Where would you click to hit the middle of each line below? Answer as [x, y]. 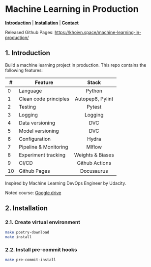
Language [30, 91]
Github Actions [94, 163]
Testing [27, 107]
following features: [24, 70]
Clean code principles [44, 99]
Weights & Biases [94, 155]
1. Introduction [28, 53]
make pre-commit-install [30, 260]
